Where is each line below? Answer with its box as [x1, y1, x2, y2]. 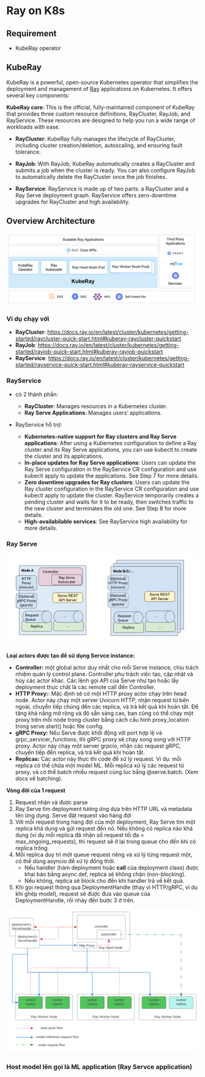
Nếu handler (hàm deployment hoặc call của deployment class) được [24, 864, 199, 871]
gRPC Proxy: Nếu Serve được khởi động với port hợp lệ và [15, 729, 162, 736]
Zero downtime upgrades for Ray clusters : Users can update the [24, 478, 190, 486]
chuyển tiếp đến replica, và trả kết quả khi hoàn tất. [15, 748, 145, 756]
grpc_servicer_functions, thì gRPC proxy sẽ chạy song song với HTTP [15, 735, 191, 743]
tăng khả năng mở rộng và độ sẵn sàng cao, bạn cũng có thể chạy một [15, 709, 194, 717]
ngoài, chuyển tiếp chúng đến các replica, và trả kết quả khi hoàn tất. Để [15, 703, 199, 710]
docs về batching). [15, 775, 63, 782]
